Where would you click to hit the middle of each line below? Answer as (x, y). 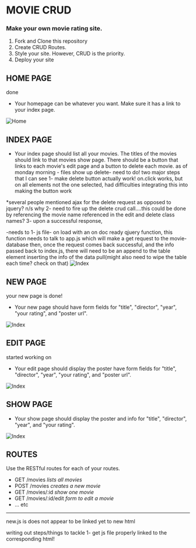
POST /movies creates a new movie (57, 486)
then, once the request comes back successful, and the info (102, 245)
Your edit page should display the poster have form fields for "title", (95, 368)
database (17, 245)
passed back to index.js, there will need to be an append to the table (88, 251)
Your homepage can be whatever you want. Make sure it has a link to (97, 104)
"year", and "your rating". (45, 425)
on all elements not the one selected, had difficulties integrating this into (101, 185)
